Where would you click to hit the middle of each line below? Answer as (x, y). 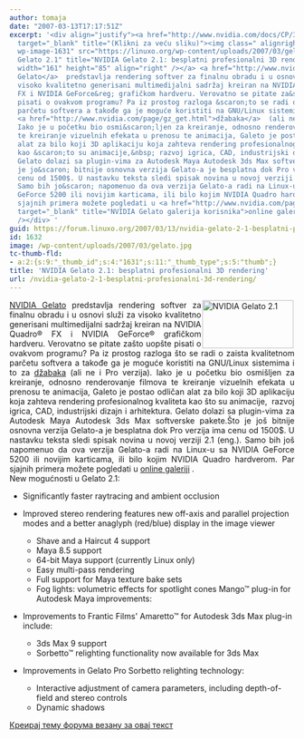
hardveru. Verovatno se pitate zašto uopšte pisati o (105, 343)
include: (37, 626)
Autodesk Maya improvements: (94, 598)
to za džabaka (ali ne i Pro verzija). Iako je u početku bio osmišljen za (152, 372)
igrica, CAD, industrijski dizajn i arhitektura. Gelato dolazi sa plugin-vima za (152, 411)
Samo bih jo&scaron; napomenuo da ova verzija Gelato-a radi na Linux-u (157, 187)
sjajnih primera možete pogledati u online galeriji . (102, 469)
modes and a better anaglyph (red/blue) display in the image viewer (149, 523)
